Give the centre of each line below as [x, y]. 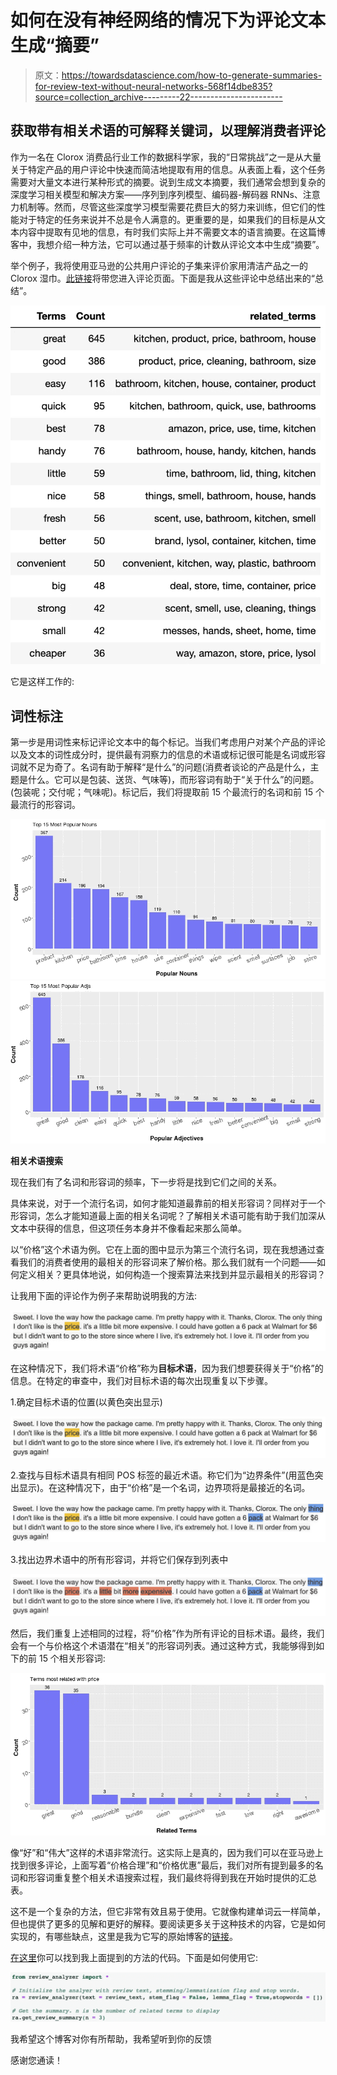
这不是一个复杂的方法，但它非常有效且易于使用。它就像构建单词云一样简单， [168, 1912]
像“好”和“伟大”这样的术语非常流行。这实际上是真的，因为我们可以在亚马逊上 [167, 1853]
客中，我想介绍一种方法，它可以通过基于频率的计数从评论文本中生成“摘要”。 [167, 244]
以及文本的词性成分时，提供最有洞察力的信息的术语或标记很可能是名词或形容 [168, 755]
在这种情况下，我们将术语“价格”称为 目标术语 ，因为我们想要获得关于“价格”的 [167, 1368]
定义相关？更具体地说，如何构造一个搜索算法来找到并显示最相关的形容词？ [172, 1274]
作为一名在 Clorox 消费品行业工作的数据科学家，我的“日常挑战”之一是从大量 [166, 157]
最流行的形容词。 [45, 805]
